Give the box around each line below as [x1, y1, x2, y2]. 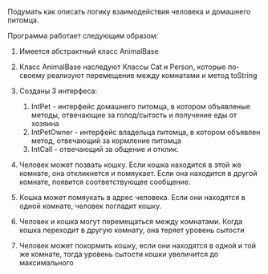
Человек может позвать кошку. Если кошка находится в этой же [18, 160, 242, 170]
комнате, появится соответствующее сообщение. [18, 177, 191, 186]
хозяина [30, 119, 59, 128]
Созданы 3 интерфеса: [18, 86, 98, 96]
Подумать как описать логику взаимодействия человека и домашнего [7, 7, 251, 16]
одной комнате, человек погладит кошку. [18, 201, 162, 211]
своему [18, 71, 46, 80]
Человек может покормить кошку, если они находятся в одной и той [18, 241, 257, 250]
